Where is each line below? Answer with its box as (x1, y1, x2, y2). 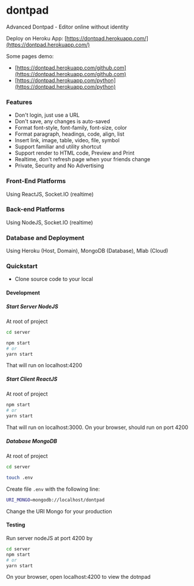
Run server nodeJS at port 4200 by (6, 534, 93, 541)
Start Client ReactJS (6, 375, 58, 383)
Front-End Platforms (6, 177, 66, 185)
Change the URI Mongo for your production (6, 507, 112, 515)
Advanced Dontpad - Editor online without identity (6, 23, 129, 30)
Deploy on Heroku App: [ (6, 35, 67, 42)
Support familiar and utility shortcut (14, 143, 102, 151)
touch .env (6, 474, 33, 481)
